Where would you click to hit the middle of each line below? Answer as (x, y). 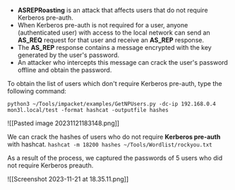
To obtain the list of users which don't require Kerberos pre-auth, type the (115, 83)
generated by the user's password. (68, 55)
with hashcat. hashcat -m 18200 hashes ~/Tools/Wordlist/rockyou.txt (110, 144)
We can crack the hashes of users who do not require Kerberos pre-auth (114, 137)
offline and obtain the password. (65, 70)
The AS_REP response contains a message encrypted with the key (114, 47)
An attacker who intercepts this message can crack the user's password (122, 62)
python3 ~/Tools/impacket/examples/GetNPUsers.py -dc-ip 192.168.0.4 (112, 104)
